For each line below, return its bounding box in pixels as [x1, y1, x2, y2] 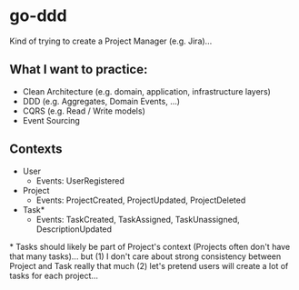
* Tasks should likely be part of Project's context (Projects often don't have [9, 241, 291, 252]
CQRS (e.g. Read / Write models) [22, 105, 145, 116]
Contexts [9, 142, 63, 157]
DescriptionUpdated [35, 224, 112, 235]
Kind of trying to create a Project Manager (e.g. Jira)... [9, 35, 213, 46]
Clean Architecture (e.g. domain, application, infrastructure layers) [22, 85, 271, 96]
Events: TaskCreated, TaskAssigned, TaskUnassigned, [35, 214, 240, 225]
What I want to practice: [9, 62, 148, 77]
